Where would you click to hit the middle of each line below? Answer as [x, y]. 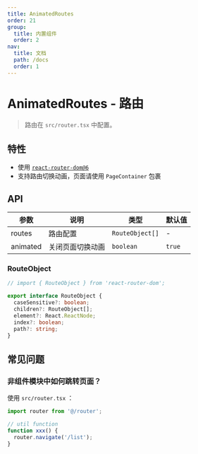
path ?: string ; [36, 329]
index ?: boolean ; [39, 322]
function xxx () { [33, 431]
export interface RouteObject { [55, 296]
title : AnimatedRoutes [41, 14]
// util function [33, 424]
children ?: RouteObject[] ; [53, 309]
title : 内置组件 [36, 34]
